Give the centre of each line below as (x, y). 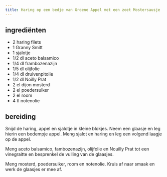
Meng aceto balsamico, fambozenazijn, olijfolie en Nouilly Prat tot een (77, 149)
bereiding (21, 117)
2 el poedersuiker (31, 90)
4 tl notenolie (26, 101)
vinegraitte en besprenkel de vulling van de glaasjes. (59, 154)
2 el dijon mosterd (31, 85)
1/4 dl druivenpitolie (33, 74)
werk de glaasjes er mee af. (34, 169)
